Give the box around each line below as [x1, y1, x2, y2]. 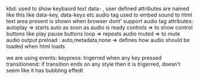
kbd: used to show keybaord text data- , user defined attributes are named [6, 5, 189, 12]
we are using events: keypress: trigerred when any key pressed [6, 55, 162, 61]
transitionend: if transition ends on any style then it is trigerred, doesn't [6, 60, 181, 68]
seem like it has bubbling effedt [6, 67, 83, 73]
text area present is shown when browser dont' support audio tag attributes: [6, 18, 194, 24]
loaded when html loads [6, 43, 66, 50]
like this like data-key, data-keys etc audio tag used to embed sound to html [6, 11, 192, 18]
